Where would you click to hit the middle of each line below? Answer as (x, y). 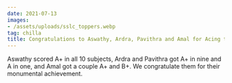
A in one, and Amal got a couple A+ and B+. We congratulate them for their (114, 66)
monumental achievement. (45, 74)
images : (18, 20)
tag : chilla (24, 33)
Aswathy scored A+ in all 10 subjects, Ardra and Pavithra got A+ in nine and (114, 59)
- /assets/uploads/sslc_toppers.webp (61, 26)
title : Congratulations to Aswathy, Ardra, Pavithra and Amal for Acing (114, 39)
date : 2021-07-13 (32, 13)
